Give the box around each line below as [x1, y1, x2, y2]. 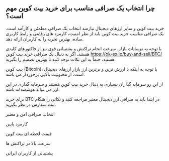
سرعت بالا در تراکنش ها [6, 140, 51, 146]
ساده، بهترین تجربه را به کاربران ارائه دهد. [6, 36, 84, 42]
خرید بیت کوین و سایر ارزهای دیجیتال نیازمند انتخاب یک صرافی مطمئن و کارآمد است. [6, 25, 164, 31]
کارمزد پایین [6, 120, 28, 127]
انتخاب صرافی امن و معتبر [6, 111, 55, 117]
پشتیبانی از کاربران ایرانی [6, 150, 53, 156]
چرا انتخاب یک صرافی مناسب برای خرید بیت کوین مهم [6, 4, 155, 13]
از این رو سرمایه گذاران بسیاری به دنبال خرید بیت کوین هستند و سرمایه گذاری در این [6, 81, 163, 87]
